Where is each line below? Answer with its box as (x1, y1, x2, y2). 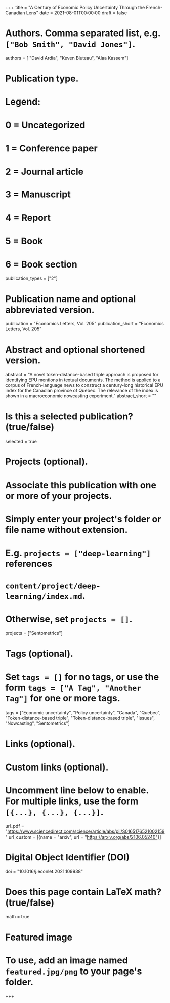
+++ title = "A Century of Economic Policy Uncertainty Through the (5, 5, 145, 10)
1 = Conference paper (5, 142, 98, 154)
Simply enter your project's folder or (5, 513, 161, 525)
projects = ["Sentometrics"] (5, 630, 63, 637)
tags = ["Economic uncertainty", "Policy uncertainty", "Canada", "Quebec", (5, 710, 161, 716)
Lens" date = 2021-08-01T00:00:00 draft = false (26, 10, 127, 16)
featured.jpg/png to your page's (5, 965, 142, 977)
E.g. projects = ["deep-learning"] (5, 547, 151, 559)
